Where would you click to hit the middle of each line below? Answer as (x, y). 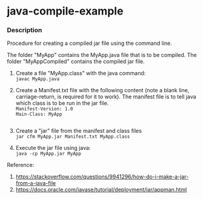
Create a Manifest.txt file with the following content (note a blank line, (102, 90)
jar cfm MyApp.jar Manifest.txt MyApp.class (73, 137)
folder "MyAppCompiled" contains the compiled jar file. (76, 61)
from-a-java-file (36, 183)
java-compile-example (65, 11)
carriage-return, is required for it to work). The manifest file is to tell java (106, 97)
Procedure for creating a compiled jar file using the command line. (89, 43)
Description (25, 30)
